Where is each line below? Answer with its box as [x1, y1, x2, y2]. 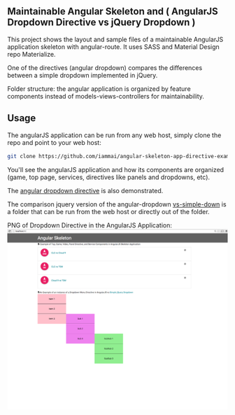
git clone [7, 153, 36, 160]
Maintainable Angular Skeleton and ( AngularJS [7, 6, 218, 17]
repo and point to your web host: [7, 138, 101, 146]
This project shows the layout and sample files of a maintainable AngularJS [7, 35, 224, 43]
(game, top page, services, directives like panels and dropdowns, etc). [7, 173, 211, 181]
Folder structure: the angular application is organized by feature [7, 84, 191, 93]
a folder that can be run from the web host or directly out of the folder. [7, 207, 210, 216]
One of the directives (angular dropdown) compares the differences [7, 63, 203, 72]
